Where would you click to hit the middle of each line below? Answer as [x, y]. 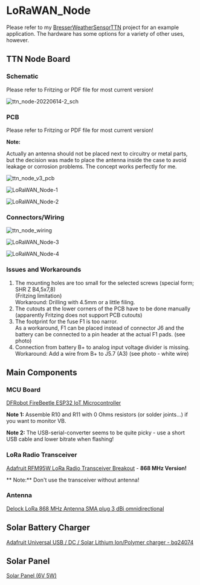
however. [18, 40]
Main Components [42, 372]
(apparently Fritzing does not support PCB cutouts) [79, 315]
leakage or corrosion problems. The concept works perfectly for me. [92, 166]
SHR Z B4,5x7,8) [35, 289]
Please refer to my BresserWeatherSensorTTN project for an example [93, 27]
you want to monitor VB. [36, 421]
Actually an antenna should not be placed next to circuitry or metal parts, [97, 153]
